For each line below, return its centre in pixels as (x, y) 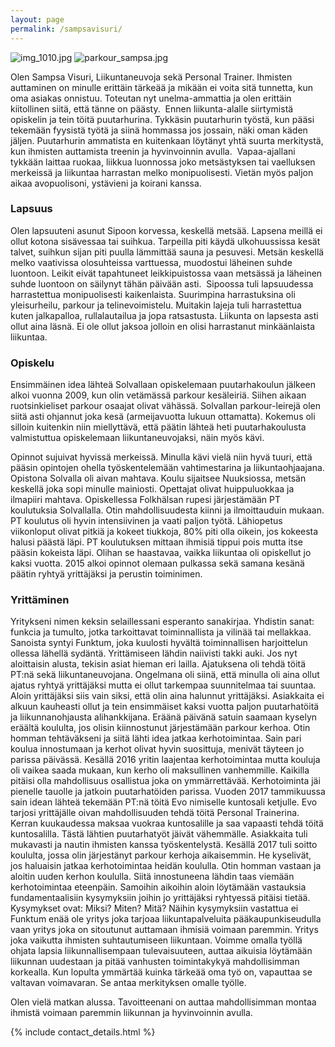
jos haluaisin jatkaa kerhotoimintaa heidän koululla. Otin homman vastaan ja (166, 866)
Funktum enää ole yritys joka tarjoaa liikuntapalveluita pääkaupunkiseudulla (166, 919)
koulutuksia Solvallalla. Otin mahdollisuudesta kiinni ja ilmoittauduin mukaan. (167, 510)
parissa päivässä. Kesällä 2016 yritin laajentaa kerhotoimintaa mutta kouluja (165, 760)
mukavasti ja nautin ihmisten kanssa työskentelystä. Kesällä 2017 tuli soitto (164, 845)
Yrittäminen (40, 600)
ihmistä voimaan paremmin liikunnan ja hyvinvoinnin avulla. (131, 1013)
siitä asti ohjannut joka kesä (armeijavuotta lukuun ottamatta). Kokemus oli (163, 417)
